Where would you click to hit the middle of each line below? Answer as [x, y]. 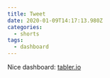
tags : [15, 40]
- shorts [27, 34]
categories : [25, 27]
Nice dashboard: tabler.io [44, 67]
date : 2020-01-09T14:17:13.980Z [55, 21]
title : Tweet [27, 14]
